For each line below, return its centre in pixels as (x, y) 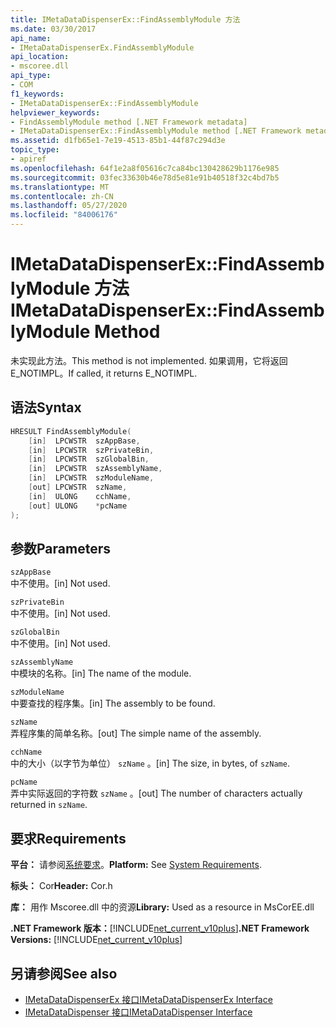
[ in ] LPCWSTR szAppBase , (84, 441)
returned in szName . (49, 805)
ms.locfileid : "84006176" (64, 215)
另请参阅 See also (64, 973)
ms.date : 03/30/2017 (53, 29)
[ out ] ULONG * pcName (78, 506)
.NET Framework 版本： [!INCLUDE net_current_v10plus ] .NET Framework (160, 928)
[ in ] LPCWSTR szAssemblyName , (95, 469)
